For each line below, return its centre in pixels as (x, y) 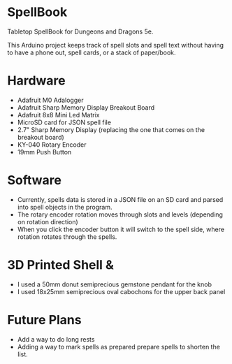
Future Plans (44, 320)
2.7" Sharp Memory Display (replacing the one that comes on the (111, 129)
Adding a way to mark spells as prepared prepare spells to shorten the (118, 347)
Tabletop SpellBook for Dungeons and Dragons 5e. (80, 31)
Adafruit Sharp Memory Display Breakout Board (86, 107)
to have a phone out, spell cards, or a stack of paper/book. (92, 52)
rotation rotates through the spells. (67, 236)
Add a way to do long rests (56, 339)
